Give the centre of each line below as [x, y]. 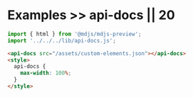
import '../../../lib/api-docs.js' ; [62, 40]
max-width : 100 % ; [46, 73]
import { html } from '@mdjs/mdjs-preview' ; [74, 34]
